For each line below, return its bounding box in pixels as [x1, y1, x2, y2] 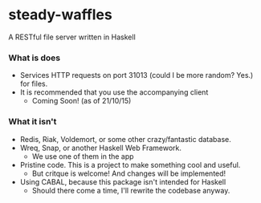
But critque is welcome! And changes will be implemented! [31, 168, 226, 178]
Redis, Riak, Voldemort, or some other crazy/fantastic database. [19, 134, 231, 144]
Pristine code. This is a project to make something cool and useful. [19, 160, 241, 169]
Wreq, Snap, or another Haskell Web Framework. [19, 143, 182, 152]
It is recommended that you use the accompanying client [19, 87, 209, 97]
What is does [8, 52, 61, 63]
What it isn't [8, 116, 57, 128]
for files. [19, 79, 48, 89]
